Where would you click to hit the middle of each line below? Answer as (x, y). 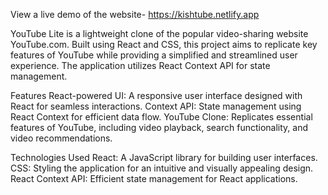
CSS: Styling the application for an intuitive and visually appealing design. (162, 168)
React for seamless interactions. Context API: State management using (156, 106)
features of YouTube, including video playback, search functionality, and (159, 127)
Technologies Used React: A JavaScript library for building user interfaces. (164, 157)
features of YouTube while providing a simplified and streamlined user (154, 55)
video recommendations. (61, 138)
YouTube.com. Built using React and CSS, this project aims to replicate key (164, 44)
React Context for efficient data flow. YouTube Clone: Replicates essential (161, 117)
